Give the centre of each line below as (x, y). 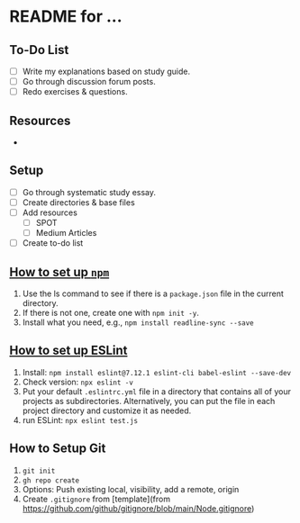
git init (39, 471)
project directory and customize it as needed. (107, 410)
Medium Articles (66, 233)
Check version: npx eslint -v (77, 382)
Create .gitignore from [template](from (96, 499)
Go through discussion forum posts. (89, 82)
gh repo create (51, 480)
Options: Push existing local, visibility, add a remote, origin (131, 489)
